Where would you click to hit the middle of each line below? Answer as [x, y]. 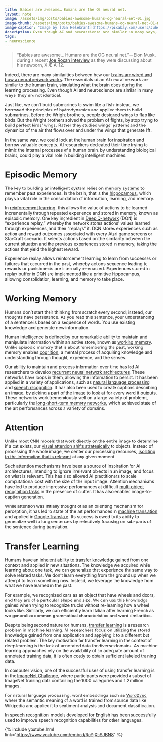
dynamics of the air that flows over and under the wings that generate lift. [78, 130]
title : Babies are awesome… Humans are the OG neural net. [66, 9]
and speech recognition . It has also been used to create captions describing [81, 387]
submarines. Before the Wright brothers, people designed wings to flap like [80, 115]
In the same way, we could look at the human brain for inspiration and [74, 140]
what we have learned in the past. [39, 585]
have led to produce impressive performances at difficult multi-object [74, 486]
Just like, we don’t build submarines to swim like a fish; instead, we [72, 104]
